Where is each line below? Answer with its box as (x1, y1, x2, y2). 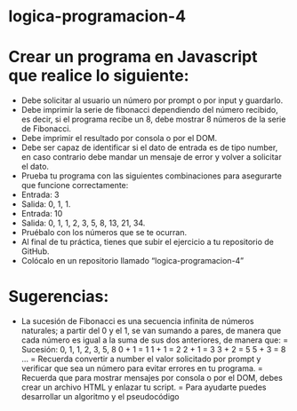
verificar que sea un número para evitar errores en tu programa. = (20, 363, 263, 374)
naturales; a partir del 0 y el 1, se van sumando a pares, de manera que (20, 326, 282, 336)
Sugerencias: (8, 287, 109, 307)
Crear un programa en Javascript (8, 47, 258, 67)
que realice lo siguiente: (8, 66, 189, 86)
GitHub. (20, 246, 50, 257)
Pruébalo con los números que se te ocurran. (20, 227, 188, 238)
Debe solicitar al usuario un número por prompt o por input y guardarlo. (20, 95, 284, 106)
